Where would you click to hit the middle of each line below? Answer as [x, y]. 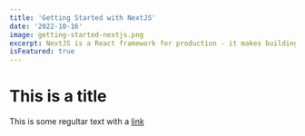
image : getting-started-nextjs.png [77, 34]
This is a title [58, 97]
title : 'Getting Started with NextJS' [83, 18]
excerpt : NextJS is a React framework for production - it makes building [154, 43]
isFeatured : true [42, 52]
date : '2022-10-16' [46, 26]
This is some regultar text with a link [77, 121]
